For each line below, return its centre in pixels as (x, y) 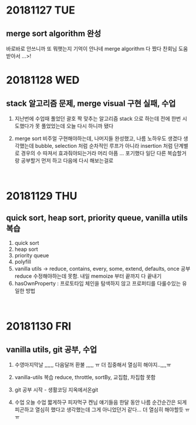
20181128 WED (43, 80)
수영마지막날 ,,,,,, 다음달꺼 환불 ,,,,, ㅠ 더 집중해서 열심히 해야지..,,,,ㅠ (93, 365)
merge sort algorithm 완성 (54, 33)
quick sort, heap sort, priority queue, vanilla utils (97, 218)
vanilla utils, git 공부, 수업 (52, 349)
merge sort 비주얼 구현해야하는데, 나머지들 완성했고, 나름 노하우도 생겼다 (98, 138)
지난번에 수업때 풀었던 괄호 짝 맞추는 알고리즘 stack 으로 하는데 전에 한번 (98, 119)
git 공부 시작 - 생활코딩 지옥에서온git (56, 390)
